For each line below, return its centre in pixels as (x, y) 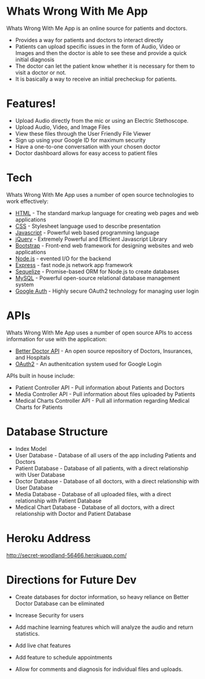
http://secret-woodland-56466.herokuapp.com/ (67, 555)
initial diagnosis (35, 59)
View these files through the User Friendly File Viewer (83, 133)
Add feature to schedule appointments (64, 657)
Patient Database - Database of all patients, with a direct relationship (102, 468)
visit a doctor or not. (41, 72)
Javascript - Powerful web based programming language (87, 232)
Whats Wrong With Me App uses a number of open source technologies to (100, 194)
